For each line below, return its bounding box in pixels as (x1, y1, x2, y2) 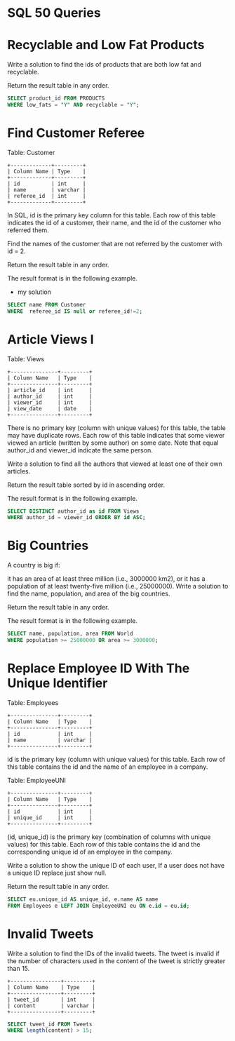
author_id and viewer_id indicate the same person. (7, 445, 153, 454)
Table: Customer (7, 148, 55, 156)
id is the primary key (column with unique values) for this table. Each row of (7, 755, 226, 763)
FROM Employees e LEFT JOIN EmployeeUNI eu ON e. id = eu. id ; (7, 902, 190, 909)
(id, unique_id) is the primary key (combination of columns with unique (7, 833, 211, 841)
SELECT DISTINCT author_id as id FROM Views (7, 507, 140, 515)
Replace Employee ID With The (7, 661, 190, 676)
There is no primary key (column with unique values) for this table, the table (7, 423, 226, 432)
